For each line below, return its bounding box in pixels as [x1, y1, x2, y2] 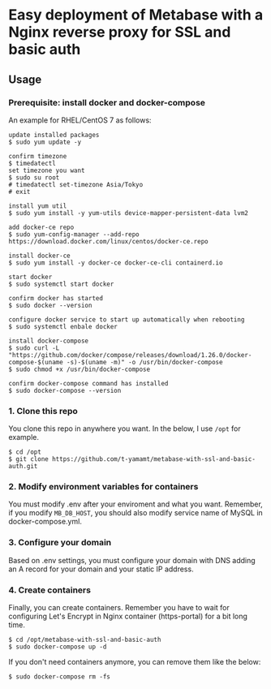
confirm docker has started [8, 294, 104, 302]
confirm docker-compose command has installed [8, 379, 169, 387]
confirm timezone [8, 152, 67, 160]
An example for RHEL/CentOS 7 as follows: [8, 115, 152, 125]
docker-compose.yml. [8, 517, 83, 527]
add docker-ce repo [8, 223, 75, 231]
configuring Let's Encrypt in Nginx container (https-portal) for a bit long [8, 611, 247, 622]
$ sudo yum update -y [8, 138, 82, 146]
